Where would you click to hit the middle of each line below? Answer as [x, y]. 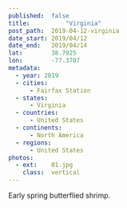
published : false [39, 16]
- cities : [32, 83]
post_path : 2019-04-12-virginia [64, 31]
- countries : [37, 113]
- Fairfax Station [60, 90]
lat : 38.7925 [43, 53]
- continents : [39, 128]
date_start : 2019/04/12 [48, 38]
